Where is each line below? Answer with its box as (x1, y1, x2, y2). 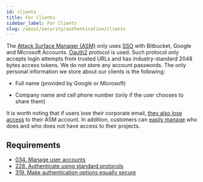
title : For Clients (6, 15, 56, 21)
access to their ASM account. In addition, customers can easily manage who (6, 116, 198, 123)
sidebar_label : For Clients (6, 20, 78, 26)
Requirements (6, 140, 61, 150)
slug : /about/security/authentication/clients (6, 25, 126, 32)
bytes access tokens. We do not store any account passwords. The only (6, 62, 187, 69)
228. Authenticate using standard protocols (15, 163, 124, 170)
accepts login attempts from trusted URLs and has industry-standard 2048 (6, 55, 193, 62)
